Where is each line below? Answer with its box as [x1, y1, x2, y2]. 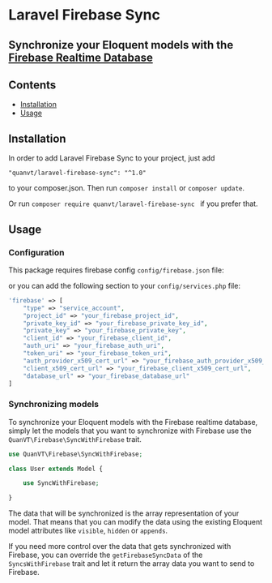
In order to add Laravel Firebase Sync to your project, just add [8, 153, 215, 163]
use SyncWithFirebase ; [23, 479, 100, 487]
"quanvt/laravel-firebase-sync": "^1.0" [8, 169, 147, 178]
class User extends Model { [8, 465, 104, 473]
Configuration [8, 246, 65, 258]
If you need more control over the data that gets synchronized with [8, 542, 232, 551]
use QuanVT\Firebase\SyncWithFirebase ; [8, 450, 143, 458]
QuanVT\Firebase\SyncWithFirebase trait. [8, 434, 142, 444]
